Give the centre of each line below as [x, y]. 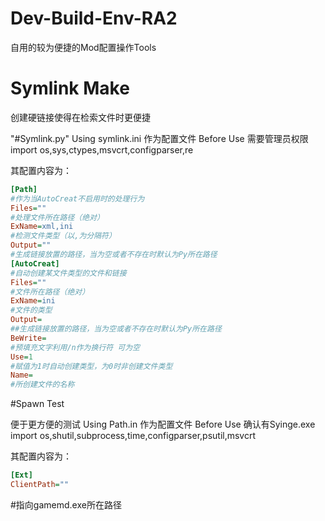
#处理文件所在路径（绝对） [57, 217]
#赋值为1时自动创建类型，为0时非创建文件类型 [91, 366]
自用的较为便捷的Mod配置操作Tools [83, 47]
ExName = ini [33, 301]
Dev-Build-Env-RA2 [94, 18]
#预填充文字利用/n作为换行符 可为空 [75, 347]
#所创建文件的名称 [42, 385]
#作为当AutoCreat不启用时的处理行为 [77, 198]
